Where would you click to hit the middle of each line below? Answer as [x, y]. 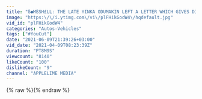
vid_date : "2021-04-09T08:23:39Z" [50, 46]
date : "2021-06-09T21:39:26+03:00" [51, 40]
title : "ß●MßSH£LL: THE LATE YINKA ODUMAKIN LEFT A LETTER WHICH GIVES [98, 12]
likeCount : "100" [28, 62]
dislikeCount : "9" [29, 67]
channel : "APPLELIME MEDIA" [41, 73]
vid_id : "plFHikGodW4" [35, 23]
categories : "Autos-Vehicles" [44, 28]
